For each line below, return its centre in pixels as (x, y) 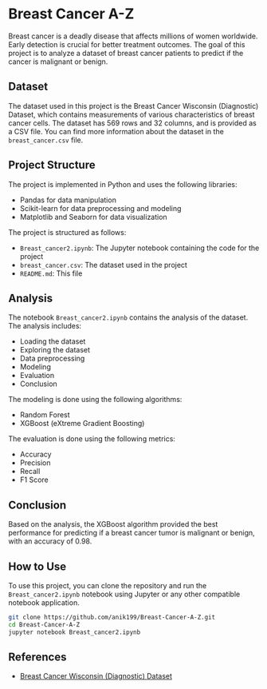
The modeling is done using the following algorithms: (95, 400)
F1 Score (34, 480)
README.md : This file (51, 273)
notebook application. (44, 603)
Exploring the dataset (55, 350)
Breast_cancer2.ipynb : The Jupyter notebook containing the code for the (139, 248)
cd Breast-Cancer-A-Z (44, 624)
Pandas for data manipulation (68, 200)
